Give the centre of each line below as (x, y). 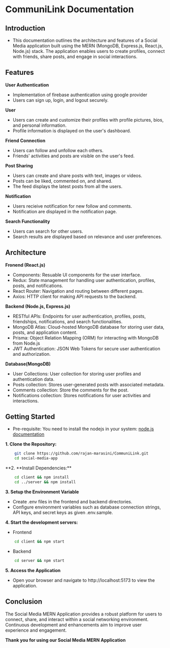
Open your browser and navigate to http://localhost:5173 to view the (84, 580)
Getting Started (30, 417)
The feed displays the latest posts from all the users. (67, 186)
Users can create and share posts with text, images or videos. (77, 175)
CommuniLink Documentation (70, 9)
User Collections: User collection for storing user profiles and (77, 374)
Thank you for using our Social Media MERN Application (65, 640)
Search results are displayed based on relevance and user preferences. (87, 236)
